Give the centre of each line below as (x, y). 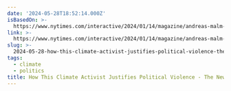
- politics (29, 70)
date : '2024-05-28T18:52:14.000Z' (57, 13)
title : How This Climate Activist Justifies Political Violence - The (110, 77)
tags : (15, 58)
